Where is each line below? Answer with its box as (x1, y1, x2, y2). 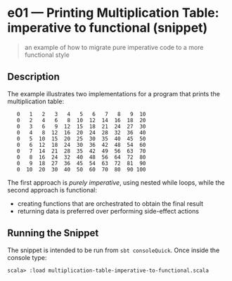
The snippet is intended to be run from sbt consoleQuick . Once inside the (7, 246, 220, 254)
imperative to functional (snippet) (7, 20, 208, 36)
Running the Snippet (7, 227, 99, 240)
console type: (7, 253, 47, 261)
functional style (24, 51, 70, 59)
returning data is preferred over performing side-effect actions (17, 207, 199, 215)
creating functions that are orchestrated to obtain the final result (17, 199, 204, 208)
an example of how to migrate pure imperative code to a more (24, 43, 204, 51)
